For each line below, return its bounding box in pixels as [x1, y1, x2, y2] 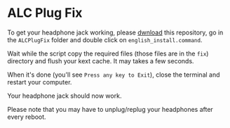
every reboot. [7, 113, 47, 121]
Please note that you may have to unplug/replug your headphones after [7, 105, 214, 113]
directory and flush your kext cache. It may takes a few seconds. [7, 56, 194, 65]
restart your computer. [7, 77, 72, 86]
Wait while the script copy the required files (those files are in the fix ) [7, 49, 209, 58]
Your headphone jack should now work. [7, 91, 122, 100]
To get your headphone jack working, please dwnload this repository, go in [7, 28, 224, 37]
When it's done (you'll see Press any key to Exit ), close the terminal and [7, 70, 220, 79]
